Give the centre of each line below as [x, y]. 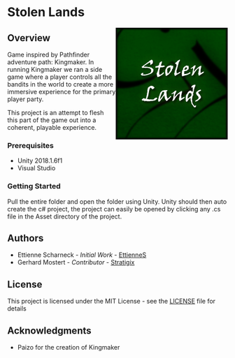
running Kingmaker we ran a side [55, 69]
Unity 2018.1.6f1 [40, 161]
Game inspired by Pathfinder [49, 54]
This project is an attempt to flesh [56, 113]
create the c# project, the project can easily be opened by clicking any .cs [114, 209]
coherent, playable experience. [52, 127]
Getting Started [34, 186]
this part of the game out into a [52, 120]
